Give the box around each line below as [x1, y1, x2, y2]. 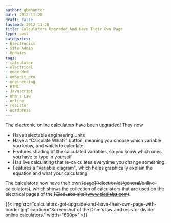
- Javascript [5, 88, 33, 94]
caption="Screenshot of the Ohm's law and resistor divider [30, 207, 155, 212]
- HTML [5, 84, 20, 89]
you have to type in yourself [12, 154, 72, 160]
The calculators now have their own [5, 180, 81, 186]
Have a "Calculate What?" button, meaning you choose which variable [12, 137, 162, 143]
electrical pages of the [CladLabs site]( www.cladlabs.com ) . [5, 191, 131, 197]
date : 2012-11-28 [5, 12, 43, 17]
